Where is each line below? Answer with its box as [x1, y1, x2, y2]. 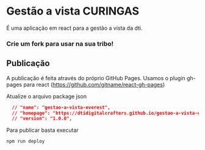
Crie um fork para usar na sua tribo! [6, 39, 114, 48]
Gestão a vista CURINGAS [6, 4, 139, 18]
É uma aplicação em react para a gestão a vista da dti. [6, 24, 143, 32]
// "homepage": [12, 110, 51, 116]
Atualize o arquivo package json [6, 92, 87, 100]
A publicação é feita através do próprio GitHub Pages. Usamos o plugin [6, 74, 186, 81]
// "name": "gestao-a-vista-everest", [12, 104, 111, 111]
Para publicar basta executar [6, 126, 79, 134]
